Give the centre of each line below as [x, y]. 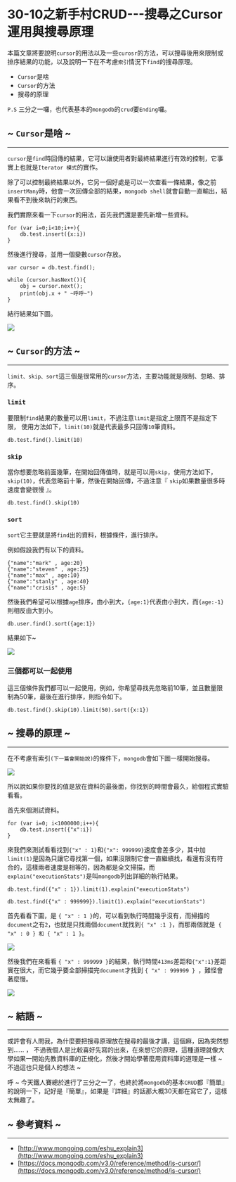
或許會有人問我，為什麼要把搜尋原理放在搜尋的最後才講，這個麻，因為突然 [115, 1041]
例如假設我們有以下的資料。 [47, 550]
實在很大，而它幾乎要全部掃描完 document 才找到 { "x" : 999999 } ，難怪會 [115, 970]
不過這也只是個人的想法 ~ [44, 1067]
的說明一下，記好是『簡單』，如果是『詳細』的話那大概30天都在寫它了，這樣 [117, 1091]
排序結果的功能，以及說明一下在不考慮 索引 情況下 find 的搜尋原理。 [102, 61]
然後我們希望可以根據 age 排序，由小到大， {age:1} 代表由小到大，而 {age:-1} [116, 602]
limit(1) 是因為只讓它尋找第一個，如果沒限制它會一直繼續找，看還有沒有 [112, 858]
